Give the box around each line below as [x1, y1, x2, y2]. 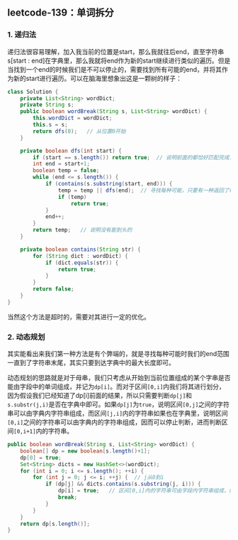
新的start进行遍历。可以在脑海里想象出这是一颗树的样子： [13, 74, 182, 82]
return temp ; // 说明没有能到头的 [33, 227, 132, 234]
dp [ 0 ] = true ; [20, 454, 62, 461]
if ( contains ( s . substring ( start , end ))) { [45, 180, 173, 188]
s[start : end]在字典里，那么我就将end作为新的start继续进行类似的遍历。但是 [7, 56, 231, 65]
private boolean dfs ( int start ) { [20, 147, 122, 154]
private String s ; [20, 102, 74, 109]
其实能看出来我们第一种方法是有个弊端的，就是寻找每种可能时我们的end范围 [7, 350, 230, 358]
